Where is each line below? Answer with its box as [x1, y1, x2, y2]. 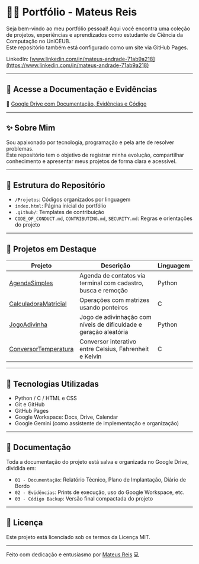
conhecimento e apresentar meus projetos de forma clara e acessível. [6, 157, 177, 165]
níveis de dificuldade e [79, 320, 142, 329]
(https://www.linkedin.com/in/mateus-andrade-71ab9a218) [6, 62, 149, 69]
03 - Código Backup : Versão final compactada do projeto [14, 495, 153, 502]
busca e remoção [79, 286, 129, 295]
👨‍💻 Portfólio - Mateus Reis [6, 5, 137, 19]
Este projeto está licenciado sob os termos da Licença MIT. [6, 533, 151, 540]
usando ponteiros [79, 304, 129, 312]
